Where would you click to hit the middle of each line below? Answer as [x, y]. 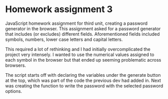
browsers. [16, 65]
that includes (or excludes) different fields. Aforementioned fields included [82, 34]
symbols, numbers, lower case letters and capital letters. [64, 39]
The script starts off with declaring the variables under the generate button [83, 75]
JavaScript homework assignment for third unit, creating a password [76, 23]
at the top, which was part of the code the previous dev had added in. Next [83, 80]
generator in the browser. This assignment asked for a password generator [83, 28]
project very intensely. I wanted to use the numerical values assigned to [80, 55]
